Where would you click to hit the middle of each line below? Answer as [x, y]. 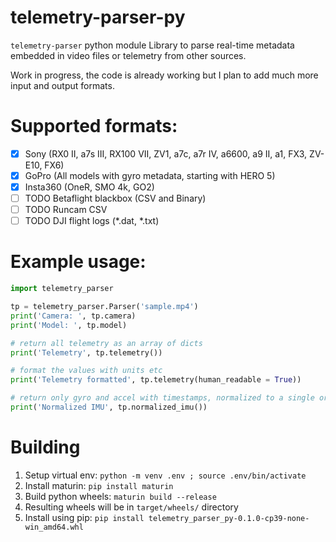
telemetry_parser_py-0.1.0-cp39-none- [229, 518]
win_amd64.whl [54, 527]
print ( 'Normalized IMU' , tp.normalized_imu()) [109, 407]
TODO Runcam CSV [66, 210]
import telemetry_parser [62, 289]
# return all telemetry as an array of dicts [106, 343]
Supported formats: [94, 126]
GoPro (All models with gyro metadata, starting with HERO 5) [150, 175]
